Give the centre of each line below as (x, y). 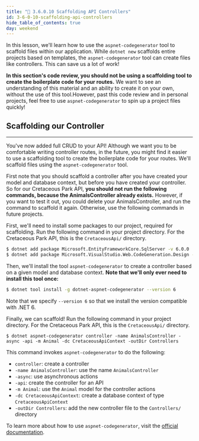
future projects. (25, 214)
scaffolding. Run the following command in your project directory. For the (95, 232)
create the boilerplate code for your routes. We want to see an (84, 82)
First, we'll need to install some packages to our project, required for (89, 226)
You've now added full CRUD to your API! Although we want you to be (91, 146)
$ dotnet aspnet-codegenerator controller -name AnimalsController (91, 336)
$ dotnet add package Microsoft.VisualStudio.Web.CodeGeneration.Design (98, 254)
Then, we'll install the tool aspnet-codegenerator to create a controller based (99, 266)
